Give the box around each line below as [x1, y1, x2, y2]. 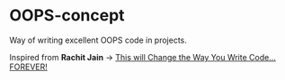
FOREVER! [9, 61, 48, 72]
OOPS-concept [9, 5, 125, 26]
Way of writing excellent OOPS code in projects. [9, 35, 187, 45]
